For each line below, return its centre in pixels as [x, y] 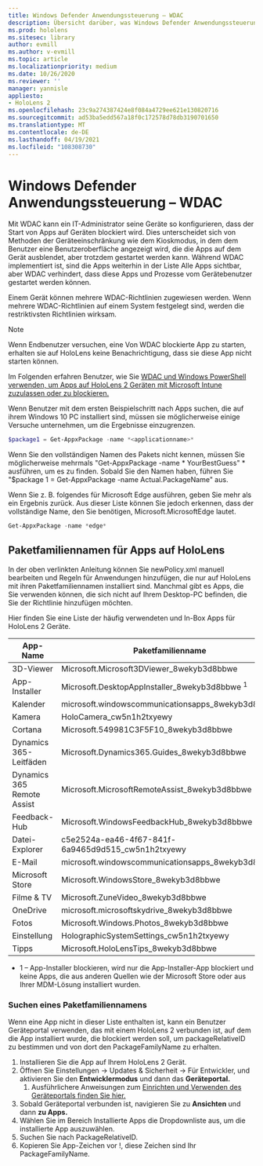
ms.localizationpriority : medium [63, 67]
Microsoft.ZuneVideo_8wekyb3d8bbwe [134, 897]
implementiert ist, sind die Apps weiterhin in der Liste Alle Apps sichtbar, [125, 266]
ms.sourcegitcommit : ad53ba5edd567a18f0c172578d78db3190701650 [113, 118]
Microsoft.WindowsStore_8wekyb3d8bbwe [141, 879]
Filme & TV [32, 897]
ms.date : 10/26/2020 [42, 74]
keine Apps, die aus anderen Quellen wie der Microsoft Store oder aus [133, 976]
